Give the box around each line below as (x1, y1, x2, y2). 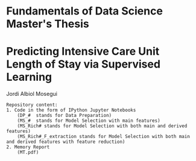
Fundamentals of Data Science (6, 4, 163, 18)
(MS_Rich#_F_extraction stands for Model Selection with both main (17, 134, 190, 140)
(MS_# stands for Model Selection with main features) (17, 118, 161, 124)
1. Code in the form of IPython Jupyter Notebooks (6, 107, 136, 113)
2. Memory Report (6, 144, 50, 150)
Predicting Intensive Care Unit (6, 45, 160, 58)
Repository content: (6, 102, 58, 108)
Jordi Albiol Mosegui (6, 90, 57, 98)
